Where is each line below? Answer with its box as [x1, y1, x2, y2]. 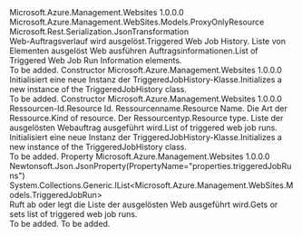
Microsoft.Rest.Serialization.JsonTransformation [9, 26, 189, 37]
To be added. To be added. [9, 219, 111, 229]
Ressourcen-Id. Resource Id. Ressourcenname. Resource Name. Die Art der [9, 103, 287, 114]
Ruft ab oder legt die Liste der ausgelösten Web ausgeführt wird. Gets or [9, 199, 278, 210]
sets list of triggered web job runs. [9, 209, 138, 219]
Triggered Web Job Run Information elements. [9, 55, 182, 65]
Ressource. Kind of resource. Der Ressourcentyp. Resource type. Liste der [9, 113, 284, 123]
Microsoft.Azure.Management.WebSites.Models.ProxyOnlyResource [9, 16, 265, 27]
